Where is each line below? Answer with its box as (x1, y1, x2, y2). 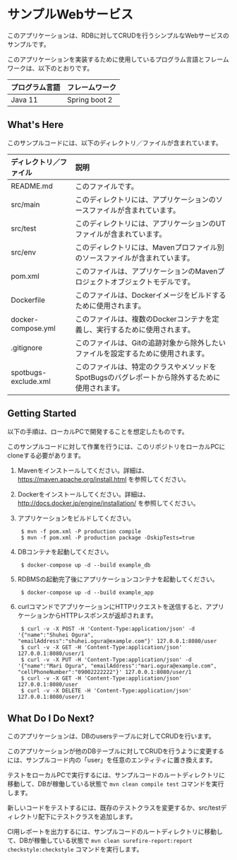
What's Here (7, 119, 64, 131)
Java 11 (11, 95, 38, 105)
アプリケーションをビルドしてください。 (17, 513, 135, 522)
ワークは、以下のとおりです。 (7, 64, 94, 72)
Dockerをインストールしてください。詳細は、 (17, 489, 150, 499)
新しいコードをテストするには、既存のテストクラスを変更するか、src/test (7, 803, 221, 812)
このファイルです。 (75, 181, 139, 191)
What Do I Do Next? (7, 712, 95, 724)
